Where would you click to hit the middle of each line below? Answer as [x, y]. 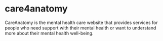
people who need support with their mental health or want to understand [80, 27]
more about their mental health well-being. [49, 33]
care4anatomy [36, 9]
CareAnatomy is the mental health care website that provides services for [81, 22]
